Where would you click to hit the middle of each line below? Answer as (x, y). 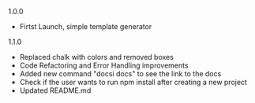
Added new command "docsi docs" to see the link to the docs (120, 74)
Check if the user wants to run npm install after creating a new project (133, 82)
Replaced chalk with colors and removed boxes (96, 57)
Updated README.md (55, 90)
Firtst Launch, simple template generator (86, 26)
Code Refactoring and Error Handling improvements (104, 65)
